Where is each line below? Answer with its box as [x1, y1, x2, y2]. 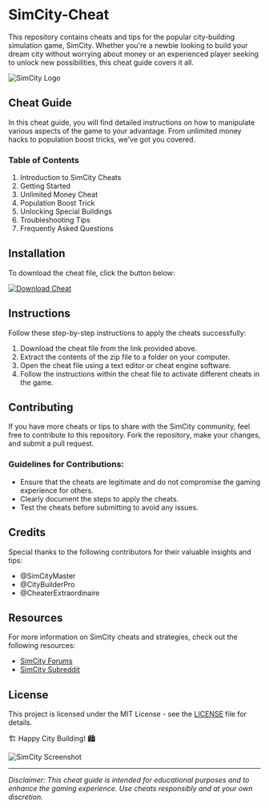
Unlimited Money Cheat [19, 190, 98, 199]
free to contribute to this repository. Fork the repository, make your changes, [8, 430, 261, 440]
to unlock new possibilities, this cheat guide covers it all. [8, 58, 195, 67]
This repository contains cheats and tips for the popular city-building [8, 32, 235, 42]
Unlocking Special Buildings [19, 206, 112, 217]
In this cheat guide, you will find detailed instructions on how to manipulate [8, 118, 255, 127]
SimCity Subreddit [19, 665, 80, 674]
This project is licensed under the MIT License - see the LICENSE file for [8, 710, 247, 719]
